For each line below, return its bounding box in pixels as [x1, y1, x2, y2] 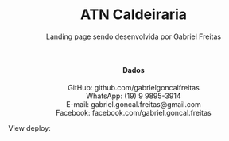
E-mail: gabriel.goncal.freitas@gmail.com [66, 100, 201, 109]
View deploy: [8, 124, 52, 133]
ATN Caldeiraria [80, 6, 188, 24]
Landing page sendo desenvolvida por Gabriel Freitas [46, 32, 221, 41]
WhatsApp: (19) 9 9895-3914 [86, 91, 181, 101]
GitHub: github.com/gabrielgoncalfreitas [67, 83, 200, 93]
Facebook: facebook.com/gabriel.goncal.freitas [55, 109, 212, 118]
